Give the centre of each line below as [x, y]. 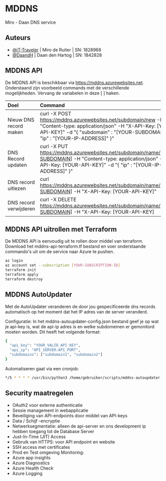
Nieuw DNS [21, 120]
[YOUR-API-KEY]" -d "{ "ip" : [97, 165]
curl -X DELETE [58, 199]
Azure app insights [31, 457]
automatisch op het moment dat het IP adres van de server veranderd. [77, 311]
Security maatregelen [39, 393]
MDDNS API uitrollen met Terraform [61, 229]
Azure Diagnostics [31, 463]
